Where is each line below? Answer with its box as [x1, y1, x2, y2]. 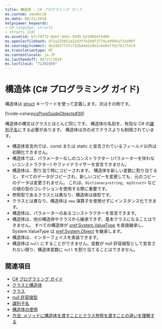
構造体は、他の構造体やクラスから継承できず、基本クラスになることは [12, 216, 152, 222]
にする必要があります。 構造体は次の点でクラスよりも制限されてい [17, 127, 150, 133]
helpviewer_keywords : [5, 20, 49, 26]
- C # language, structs [5, 25, 53, 30]
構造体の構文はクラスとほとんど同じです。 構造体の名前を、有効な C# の [5, 121, 150, 127]
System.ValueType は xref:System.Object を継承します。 [12, 228, 125, 234]
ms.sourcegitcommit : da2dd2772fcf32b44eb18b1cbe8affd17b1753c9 [5, 43, 136, 48]
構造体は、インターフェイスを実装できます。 [12, 235, 101, 240]
